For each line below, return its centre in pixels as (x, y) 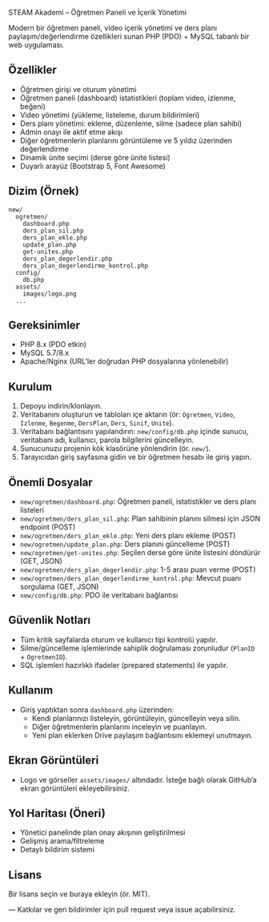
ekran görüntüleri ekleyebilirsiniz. (75, 788)
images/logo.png (50, 294)
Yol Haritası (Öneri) (57, 813)
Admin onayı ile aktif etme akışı (71, 131)
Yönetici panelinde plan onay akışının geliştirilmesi (102, 832)
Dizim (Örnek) (44, 191)
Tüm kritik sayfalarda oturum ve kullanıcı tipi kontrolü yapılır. (118, 639)
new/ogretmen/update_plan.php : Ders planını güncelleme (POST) (125, 544)
